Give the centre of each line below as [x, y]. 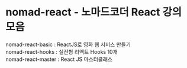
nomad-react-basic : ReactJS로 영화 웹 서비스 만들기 [68, 44]
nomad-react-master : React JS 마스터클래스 [59, 59]
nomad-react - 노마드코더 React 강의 [93, 12]
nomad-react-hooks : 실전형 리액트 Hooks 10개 [62, 51]
